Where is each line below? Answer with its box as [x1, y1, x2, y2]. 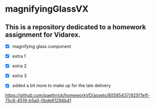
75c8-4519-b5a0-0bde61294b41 [5, 98, 72, 104]
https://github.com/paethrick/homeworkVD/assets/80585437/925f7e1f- [5, 92, 150, 98]
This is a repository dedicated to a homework [5, 23, 146, 31]
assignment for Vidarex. [5, 30, 81, 39]
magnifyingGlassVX [5, 3, 89, 15]
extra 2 [12, 63, 27, 69]
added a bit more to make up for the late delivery [12, 83, 111, 88]
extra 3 [12, 73, 27, 79]
